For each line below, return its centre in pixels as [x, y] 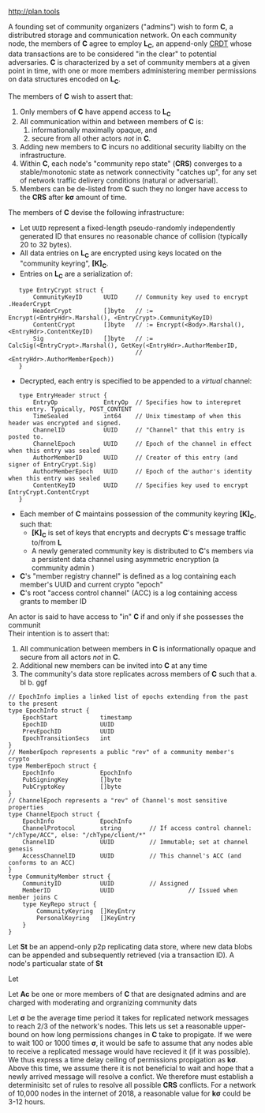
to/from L [47, 543]
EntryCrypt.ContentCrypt [49, 492]
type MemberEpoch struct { [52, 766]
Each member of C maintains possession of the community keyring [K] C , [138, 515]
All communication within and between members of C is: [111, 122]
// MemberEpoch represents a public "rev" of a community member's [121, 753]
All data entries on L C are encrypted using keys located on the [121, 254]
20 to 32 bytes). [46, 245]
